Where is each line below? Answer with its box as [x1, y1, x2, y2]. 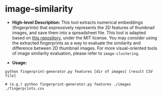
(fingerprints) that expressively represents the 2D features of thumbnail [12, 24, 155, 30]
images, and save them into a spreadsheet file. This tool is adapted [12, 30, 146, 35]
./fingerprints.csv [5, 86, 45, 91]
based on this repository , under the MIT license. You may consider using [12, 35, 157, 41]
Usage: [12, 60, 27, 65]
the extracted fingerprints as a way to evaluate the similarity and [12, 40, 141, 46]
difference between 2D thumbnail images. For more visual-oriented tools [12, 45, 158, 51]
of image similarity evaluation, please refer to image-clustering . [12, 50, 140, 56]
